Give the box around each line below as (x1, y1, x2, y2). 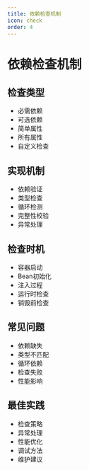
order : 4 (7, 23, 33, 30)
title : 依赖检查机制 (7, 10, 61, 18)
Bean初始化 (17, 272, 52, 280)
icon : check (7, 17, 42, 24)
